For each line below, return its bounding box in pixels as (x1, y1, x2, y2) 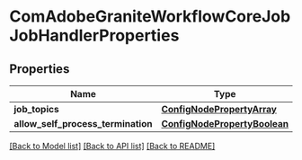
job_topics (13, 103, 60, 115)
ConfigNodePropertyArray (161, 103, 277, 115)
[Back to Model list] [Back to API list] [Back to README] (9, 141, 216, 151)
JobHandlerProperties (9, 25, 180, 46)
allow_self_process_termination (13, 118, 153, 129)
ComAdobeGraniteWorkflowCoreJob (9, 6, 291, 27)
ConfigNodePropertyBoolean (161, 118, 289, 129)
